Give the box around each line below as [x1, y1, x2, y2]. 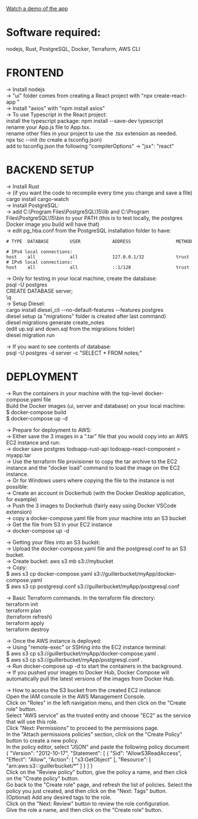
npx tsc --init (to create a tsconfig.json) [6, 136, 102, 143]
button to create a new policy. [6, 737, 79, 744]
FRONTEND [6, 66, 64, 79]
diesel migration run [6, 332, 55, 339]
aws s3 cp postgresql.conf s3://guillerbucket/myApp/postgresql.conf [11, 582, 180, 589]
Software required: [6, 26, 101, 39]
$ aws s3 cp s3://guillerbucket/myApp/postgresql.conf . [6, 656, 143, 663]
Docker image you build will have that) [6, 221, 100, 228]
